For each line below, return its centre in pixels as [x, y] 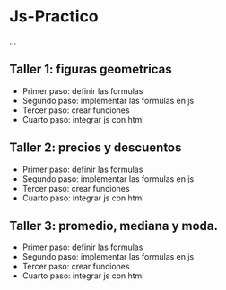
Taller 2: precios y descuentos [96, 148]
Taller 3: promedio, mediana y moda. [113, 226]
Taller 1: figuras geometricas [91, 69]
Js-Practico [54, 17]
